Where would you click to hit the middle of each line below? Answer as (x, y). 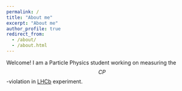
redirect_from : (25, 34)
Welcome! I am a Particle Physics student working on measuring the (91, 62)
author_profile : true (34, 29)
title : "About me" (29, 17)
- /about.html (29, 46)
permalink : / (23, 12)
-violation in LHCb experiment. (45, 81)
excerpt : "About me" (32, 23)
